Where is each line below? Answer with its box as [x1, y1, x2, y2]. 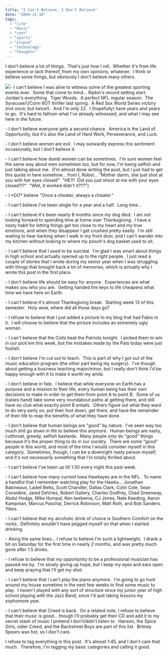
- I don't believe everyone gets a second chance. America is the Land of [5, 126, 155, 132]
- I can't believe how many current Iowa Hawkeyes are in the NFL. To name [5, 474, 161, 480]
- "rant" [10, 31, 28, 36]
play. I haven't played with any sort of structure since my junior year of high [5, 587, 162, 593]
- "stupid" [10, 40, 33, 45]
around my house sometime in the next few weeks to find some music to [5, 582, 155, 588]
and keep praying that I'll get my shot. [5, 567, 84, 573]
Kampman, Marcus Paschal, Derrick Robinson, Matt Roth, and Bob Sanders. [5, 500, 161, 506]
